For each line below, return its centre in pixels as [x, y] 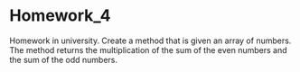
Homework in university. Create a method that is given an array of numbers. [150, 40]
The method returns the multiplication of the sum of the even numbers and [148, 49]
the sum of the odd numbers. [64, 59]
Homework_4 [60, 16]
